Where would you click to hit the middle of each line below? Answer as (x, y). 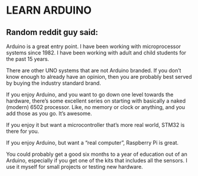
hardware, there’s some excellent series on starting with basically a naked (96, 101)
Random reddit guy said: (52, 32)
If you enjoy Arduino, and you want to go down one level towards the (90, 95)
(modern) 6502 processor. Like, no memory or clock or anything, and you (95, 107)
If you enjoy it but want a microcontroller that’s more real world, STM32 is (95, 125)
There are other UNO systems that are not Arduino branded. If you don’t (94, 71)
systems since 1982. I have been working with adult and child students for (96, 53)
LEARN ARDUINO (49, 10)
